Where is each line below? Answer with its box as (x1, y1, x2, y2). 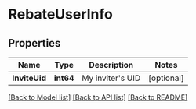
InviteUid (12, 72, 47, 83)
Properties (8, 37, 61, 50)
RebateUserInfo (8, 5, 114, 23)
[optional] (147, 72, 184, 83)
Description (89, 60, 134, 70)
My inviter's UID (82, 72, 141, 83)
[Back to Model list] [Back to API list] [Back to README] (8, 93, 188, 102)
